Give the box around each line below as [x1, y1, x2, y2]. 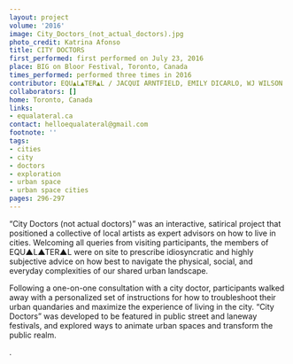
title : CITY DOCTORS [9, 46, 86, 55]
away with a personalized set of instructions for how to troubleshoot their [9, 291, 276, 302]
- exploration [9, 169, 62, 178]
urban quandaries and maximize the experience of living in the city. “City [9, 301, 274, 312]
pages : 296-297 [9, 194, 66, 204]
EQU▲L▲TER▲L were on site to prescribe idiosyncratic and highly [9, 246, 254, 257]
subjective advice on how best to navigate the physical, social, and [9, 256, 254, 267]
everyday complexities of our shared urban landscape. [9, 265, 209, 275]
